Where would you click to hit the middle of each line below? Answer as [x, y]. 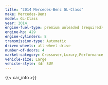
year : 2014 [16, 23]
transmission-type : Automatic [36, 41]
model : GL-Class [21, 18]
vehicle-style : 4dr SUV [29, 64]
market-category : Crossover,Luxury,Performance [54, 55]
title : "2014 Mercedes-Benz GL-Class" [44, 9]
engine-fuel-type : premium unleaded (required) [54, 28]
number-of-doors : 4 [25, 50]
